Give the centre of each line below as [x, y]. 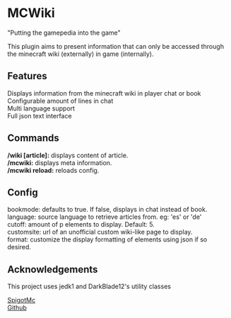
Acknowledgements [53, 269]
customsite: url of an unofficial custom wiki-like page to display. [100, 232]
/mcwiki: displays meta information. [60, 163]
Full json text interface [40, 115]
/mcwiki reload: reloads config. [53, 170]
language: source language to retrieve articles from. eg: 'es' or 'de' [105, 217]
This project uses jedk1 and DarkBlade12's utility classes [89, 286]
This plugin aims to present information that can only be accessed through [116, 46]
